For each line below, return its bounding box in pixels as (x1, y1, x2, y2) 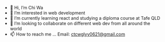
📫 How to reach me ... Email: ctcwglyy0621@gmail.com (9, 31, 125, 37)
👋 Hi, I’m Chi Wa (9, 5, 43, 10)
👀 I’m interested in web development (9, 10, 85, 16)
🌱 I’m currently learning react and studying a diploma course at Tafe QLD (9, 15, 160, 21)
